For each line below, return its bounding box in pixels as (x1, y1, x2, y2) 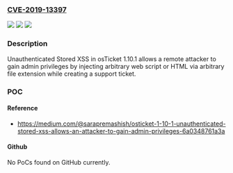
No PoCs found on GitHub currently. (7, 158, 111, 166)
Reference (7, 104, 38, 113)
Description (7, 39, 48, 49)
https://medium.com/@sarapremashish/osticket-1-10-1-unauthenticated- (17, 120, 226, 128)
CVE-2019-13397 (7, 5, 67, 15)
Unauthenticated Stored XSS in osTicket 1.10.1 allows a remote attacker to (7, 54, 217, 63)
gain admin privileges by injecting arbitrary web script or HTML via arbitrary (7, 62, 225, 70)
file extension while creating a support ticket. (7, 69, 136, 78)
